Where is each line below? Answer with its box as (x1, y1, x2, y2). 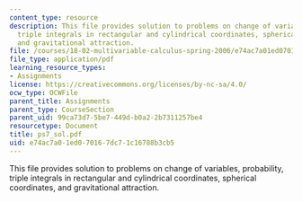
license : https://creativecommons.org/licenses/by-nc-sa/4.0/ (9, 80, 247, 89)
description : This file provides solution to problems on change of (9, 22, 271, 31)
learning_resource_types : (9, 64, 106, 73)
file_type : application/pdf (9, 55, 115, 64)
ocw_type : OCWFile (9, 88, 78, 97)
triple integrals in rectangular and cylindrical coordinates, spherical (9, 172, 257, 183)
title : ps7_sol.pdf (9, 130, 83, 139)
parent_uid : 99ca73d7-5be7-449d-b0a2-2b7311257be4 (9, 113, 203, 122)
